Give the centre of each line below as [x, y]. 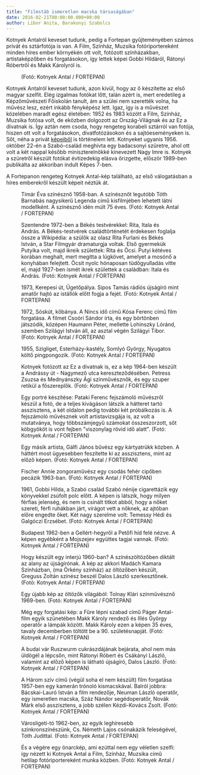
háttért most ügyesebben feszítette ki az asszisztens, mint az [96, 454]
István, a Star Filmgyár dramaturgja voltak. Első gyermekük [93, 244]
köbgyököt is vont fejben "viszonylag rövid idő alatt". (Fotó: [93, 429]
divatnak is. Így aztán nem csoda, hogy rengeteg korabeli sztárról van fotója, [100, 127]
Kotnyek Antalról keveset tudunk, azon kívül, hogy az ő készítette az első [96, 89]
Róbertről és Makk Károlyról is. [44, 65]
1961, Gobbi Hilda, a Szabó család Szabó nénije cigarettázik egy [100, 490]
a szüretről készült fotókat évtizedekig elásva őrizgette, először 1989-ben [96, 159]
